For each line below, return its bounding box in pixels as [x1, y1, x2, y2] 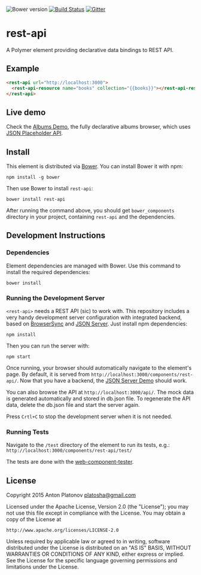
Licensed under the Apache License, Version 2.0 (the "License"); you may [6, 503, 189, 510]
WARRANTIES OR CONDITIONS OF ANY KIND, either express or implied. [6, 550, 184, 558]
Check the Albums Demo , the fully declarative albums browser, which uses [6, 123, 191, 130]
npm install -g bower [6, 174, 60, 180]
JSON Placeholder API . [6, 129, 63, 137]
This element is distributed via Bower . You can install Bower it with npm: [6, 163, 184, 170]
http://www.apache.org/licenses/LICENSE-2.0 [6, 527, 119, 534]
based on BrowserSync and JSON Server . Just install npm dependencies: [6, 320, 187, 327]
